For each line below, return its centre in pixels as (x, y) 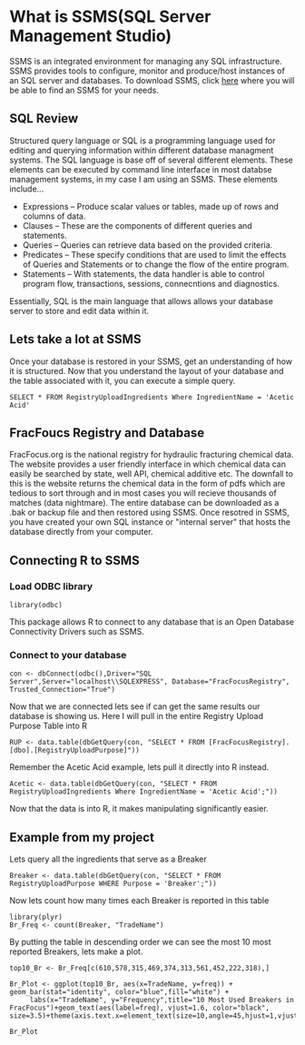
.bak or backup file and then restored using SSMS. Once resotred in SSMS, (149, 513)
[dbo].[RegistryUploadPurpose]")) (75, 751)
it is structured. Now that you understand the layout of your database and (147, 370)
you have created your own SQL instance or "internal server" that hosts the (150, 522)
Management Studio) (91, 36)
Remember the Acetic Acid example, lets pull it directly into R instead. (139, 767)
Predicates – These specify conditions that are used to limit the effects (154, 254)
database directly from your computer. (81, 532)
